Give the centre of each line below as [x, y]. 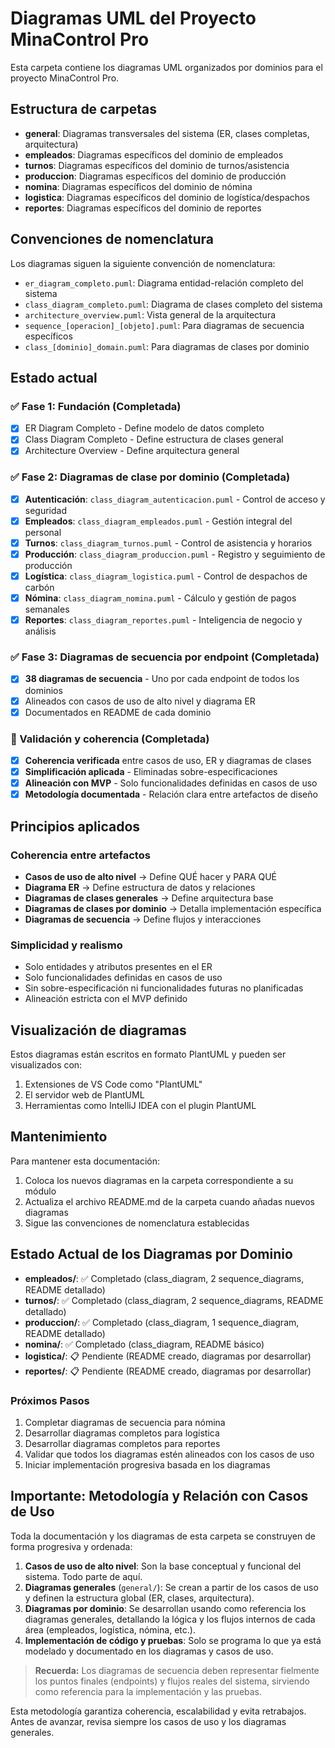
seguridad [46, 510]
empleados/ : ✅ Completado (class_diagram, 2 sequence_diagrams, [164, 1278]
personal [43, 532]
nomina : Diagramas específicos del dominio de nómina [138, 186]
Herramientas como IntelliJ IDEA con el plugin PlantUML [140, 1105]
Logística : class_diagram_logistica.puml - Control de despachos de [166, 576]
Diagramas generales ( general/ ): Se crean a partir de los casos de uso [171, 1587]
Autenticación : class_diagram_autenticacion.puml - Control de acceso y [175, 499]
